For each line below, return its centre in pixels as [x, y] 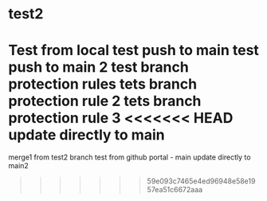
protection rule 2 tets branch [105, 101]
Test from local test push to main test [133, 51]
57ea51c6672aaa [175, 190]
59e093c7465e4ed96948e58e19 [201, 181]
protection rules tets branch [103, 84]
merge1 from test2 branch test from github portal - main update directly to [130, 157]
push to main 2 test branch [98, 67]
